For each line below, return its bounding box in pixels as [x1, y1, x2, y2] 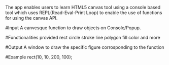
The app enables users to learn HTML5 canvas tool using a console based [5, 5, 161, 10]
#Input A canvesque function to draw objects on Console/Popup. [5, 25, 141, 31]
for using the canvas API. [5, 15, 58, 21]
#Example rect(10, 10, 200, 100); [5, 54, 73, 60]
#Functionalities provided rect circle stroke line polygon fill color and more [5, 35, 161, 40]
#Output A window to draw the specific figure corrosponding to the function [5, 44, 164, 50]
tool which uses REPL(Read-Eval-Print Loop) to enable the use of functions [5, 10, 162, 16]
